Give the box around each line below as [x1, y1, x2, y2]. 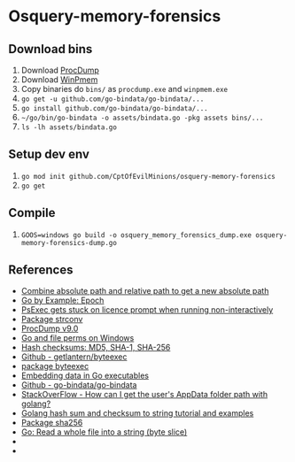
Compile [8, 205, 56, 220]
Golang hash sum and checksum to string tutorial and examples [20, 408, 254, 419]
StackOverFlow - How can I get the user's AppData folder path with [20, 389, 268, 400]
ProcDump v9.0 [20, 323, 79, 334]
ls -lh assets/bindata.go [20, 123, 117, 132]
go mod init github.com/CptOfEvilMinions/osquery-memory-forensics [20, 172, 276, 181]
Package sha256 [20, 418, 83, 428]
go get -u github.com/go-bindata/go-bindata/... [20, 95, 205, 104]
